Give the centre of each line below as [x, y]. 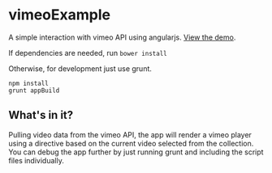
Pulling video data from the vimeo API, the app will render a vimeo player [130, 134]
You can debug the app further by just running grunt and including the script [136, 152]
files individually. [37, 160]
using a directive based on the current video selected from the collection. [131, 143]
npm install [28, 83]
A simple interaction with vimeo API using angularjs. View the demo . [122, 37]
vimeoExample [60, 15]
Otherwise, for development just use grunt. [80, 68]
